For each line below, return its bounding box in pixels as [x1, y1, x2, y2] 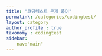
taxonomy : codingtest [6, 30, 62, 36]
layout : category [6, 19, 49, 25]
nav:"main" [17, 41, 44, 47]
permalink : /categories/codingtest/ [6, 14, 96, 20]
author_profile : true [6, 24, 62, 31]
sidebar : [6, 36, 28, 41]
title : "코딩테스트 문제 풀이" [6, 8, 72, 15]
